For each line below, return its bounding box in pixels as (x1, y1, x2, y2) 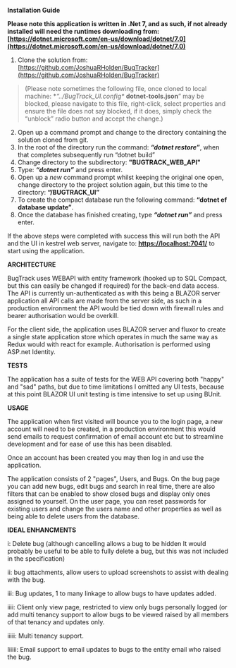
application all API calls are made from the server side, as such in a (7, 296, 202, 305)
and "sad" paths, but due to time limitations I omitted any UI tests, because (7, 382, 225, 391)
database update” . (17, 203, 74, 211)
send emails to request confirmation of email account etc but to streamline (7, 432, 224, 440)
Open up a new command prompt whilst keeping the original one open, (17, 173, 224, 181)
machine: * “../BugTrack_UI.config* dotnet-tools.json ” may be (24, 92, 204, 100)
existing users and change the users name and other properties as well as (7, 504, 222, 513)
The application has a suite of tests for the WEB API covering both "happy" (7, 375, 225, 383)
